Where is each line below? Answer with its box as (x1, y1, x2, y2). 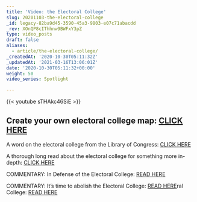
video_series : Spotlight (6, 76, 69, 82)
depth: (6, 159, 23, 166)
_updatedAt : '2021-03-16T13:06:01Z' (6, 59, 98, 65)
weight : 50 (6, 71, 34, 77)
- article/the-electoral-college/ (11, 48, 98, 54)
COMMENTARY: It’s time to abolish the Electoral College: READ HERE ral (6, 182, 184, 189)
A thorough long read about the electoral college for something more (6, 152, 177, 160)
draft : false (6, 37, 39, 43)
